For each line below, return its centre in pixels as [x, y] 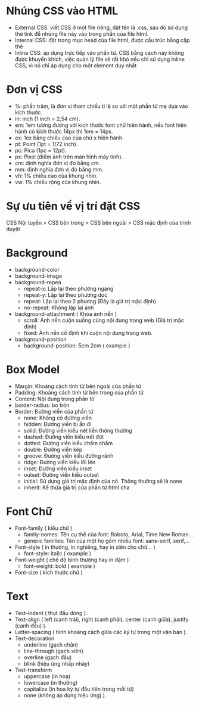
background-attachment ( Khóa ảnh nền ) [66, 313]
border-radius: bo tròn [42, 405]
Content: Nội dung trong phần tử [55, 399]
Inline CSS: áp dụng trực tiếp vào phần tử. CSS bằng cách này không [99, 52]
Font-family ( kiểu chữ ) [43, 528]
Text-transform [33, 670]
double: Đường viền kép [53, 449]
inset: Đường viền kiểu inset [58, 468]
